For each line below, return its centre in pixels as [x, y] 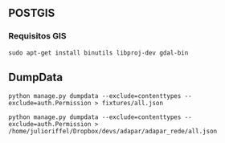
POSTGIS [32, 13]
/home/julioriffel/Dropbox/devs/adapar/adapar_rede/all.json [113, 131]
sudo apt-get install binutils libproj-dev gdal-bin [98, 53]
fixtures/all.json [132, 103]
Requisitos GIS [37, 36]
